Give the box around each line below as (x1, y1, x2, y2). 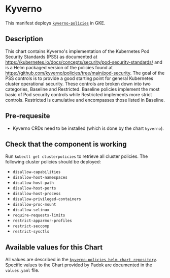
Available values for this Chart (5, 243, 103, 252)
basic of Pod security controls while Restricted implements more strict (5, 91, 152, 97)
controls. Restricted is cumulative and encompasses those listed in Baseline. (5, 97, 165, 103)
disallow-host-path (12, 180, 54, 186)
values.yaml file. (5, 267, 40, 273)
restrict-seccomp (12, 224, 50, 229)
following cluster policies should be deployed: (5, 159, 101, 165)
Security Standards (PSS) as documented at (5, 53, 97, 60)
